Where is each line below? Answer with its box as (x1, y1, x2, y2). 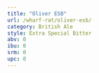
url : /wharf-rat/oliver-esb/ (7, 17, 92, 24)
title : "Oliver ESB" (7, 10, 68, 17)
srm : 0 (7, 49, 26, 56)
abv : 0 (7, 36, 26, 43)
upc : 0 (7, 56, 26, 63)
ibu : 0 (7, 42, 26, 49)
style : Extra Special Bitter (7, 29, 92, 37)
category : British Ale (7, 23, 73, 30)
